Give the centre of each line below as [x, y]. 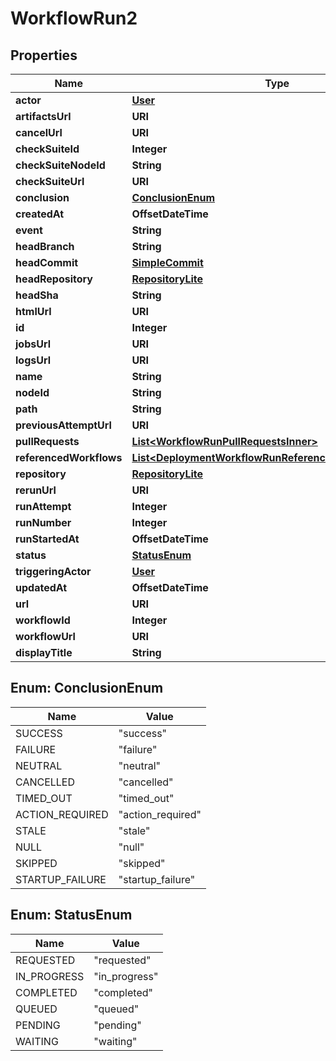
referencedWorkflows [69, 457]
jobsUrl [33, 344]
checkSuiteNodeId [60, 165]
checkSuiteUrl [50, 181]
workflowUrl [45, 636]
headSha [37, 295]
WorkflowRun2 [74, 18]
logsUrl [33, 360]
